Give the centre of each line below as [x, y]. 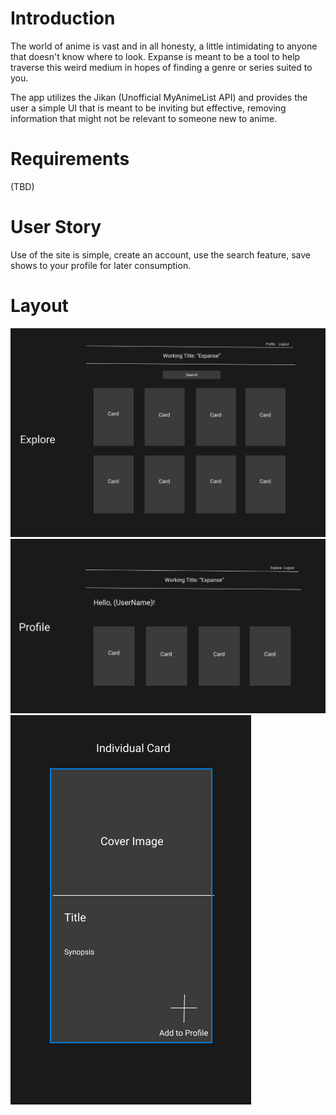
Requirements [70, 159]
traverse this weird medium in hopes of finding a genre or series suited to [161, 67]
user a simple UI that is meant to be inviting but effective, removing [148, 108]
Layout [39, 306]
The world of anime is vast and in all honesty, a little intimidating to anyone [164, 46]
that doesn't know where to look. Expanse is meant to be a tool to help [155, 56]
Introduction [63, 18]
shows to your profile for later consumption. [101, 265]
